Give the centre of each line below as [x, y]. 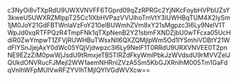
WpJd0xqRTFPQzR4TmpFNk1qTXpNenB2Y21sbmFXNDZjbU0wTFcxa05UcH [119, 32]
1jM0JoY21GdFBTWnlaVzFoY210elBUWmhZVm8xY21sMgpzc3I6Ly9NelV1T [117, 25]
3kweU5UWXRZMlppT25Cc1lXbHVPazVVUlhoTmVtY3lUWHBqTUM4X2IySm [119, 18]
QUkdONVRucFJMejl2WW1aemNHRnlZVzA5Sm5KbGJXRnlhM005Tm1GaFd [118, 62]
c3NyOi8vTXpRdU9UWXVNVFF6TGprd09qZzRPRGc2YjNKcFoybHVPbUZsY [119, 10]
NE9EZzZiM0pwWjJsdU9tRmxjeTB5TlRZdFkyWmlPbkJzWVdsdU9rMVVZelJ [119, 55]
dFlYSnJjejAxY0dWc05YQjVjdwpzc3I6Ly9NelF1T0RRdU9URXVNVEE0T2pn [117, 48]
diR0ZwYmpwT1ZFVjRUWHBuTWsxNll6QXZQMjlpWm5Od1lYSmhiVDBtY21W [119, 40]
